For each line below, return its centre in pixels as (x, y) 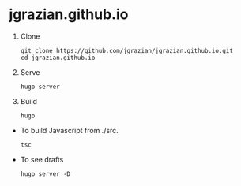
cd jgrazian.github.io (58, 58)
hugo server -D (45, 174)
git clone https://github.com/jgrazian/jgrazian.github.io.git (127, 50)
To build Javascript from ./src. (70, 130)
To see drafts (42, 159)
